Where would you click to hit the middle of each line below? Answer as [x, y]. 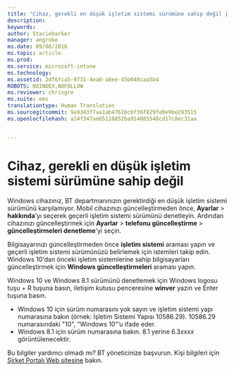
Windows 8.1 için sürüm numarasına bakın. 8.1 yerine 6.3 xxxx [106, 332]
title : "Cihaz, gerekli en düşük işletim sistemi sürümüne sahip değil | [118, 14]
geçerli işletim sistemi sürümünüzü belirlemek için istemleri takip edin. [109, 252]
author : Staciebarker [39, 34]
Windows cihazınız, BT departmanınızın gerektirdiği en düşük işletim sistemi [117, 200]
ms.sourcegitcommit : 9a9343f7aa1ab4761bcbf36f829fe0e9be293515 [102, 112]
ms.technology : [30, 73]
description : [26, 20]
